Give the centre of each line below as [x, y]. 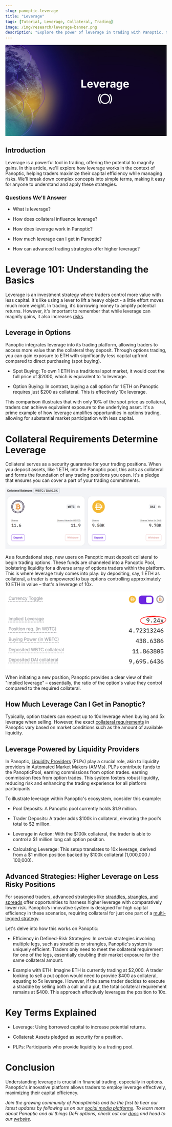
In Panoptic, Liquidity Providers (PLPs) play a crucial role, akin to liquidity [82, 762]
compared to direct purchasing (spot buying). [53, 361]
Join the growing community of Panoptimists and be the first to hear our [82, 1102]
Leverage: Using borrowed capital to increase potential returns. [79, 1027]
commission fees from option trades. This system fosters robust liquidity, [82, 778]
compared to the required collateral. [43, 688]
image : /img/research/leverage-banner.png [51, 27]
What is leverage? [32, 209]
